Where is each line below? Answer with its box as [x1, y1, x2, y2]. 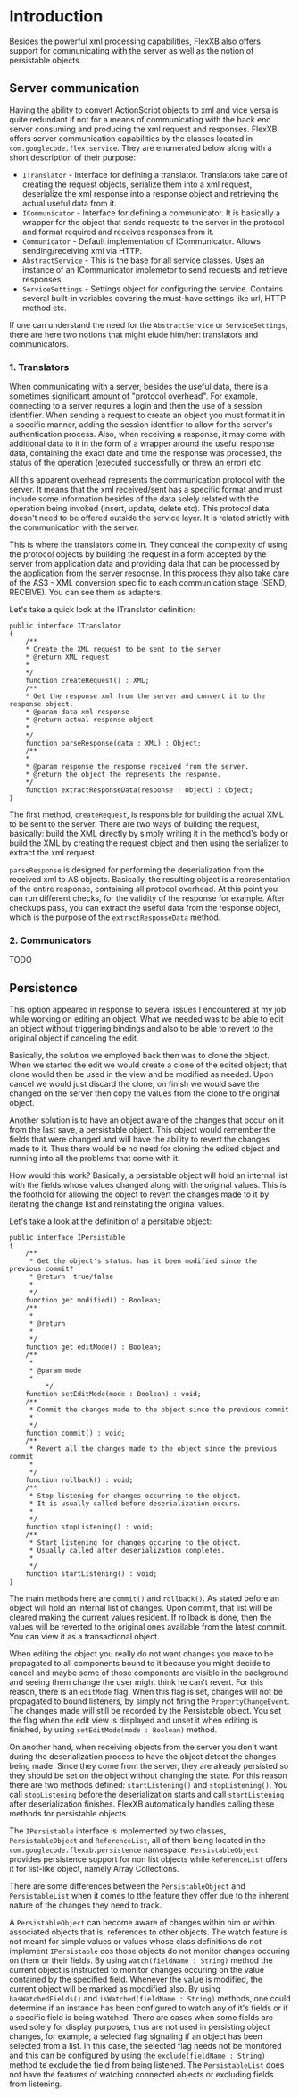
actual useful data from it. [21, 198, 118, 208]
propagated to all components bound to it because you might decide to [9, 1658, 270, 1669]
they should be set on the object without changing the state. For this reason [9, 1770, 287, 1781]
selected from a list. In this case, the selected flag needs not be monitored [9, 2041, 283, 2052]
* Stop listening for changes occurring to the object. [29, 1491, 242, 1501]
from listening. [9, 2078, 62, 2089]
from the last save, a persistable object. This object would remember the [9, 1125, 277, 1135]
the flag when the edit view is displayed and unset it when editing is [9, 1715, 259, 1726]
